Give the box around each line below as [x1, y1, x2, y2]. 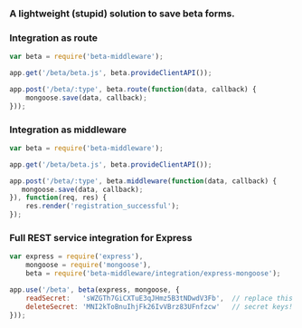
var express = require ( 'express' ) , [9, 252, 144, 261]
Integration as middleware [9, 123, 127, 136]
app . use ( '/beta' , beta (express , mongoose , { [9, 285, 180, 294]
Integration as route [9, 31, 98, 43]
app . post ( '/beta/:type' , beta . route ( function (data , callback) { [9, 84, 257, 93]
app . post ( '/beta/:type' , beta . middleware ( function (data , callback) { [9, 176, 278, 186]
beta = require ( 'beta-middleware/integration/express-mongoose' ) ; [25, 269, 281, 278]
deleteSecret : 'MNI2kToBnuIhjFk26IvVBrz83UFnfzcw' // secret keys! [25, 302, 294, 311]
